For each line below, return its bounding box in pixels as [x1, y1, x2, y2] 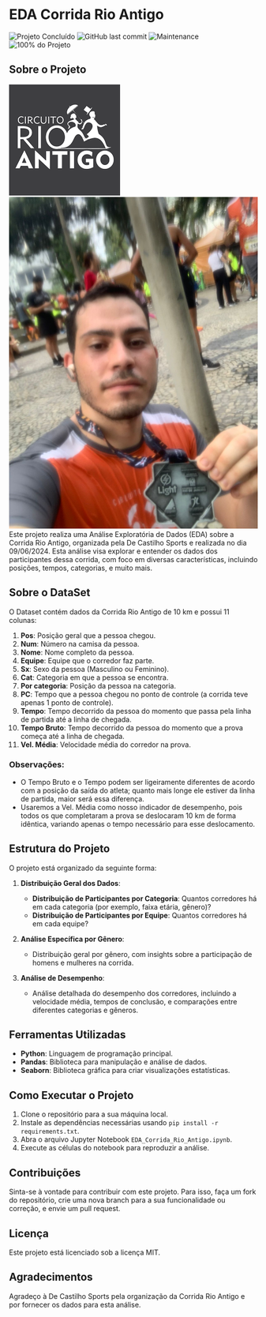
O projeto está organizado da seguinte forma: [9, 863, 157, 872]
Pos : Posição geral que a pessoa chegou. [20, 630, 156, 640]
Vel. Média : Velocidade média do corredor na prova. [20, 740, 192, 749]
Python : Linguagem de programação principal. [20, 1049, 173, 1059]
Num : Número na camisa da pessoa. [20, 639, 140, 648]
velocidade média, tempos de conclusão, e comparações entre [32, 996, 238, 1006]
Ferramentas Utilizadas [9, 1028, 126, 1041]
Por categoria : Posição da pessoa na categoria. [20, 681, 177, 690]
